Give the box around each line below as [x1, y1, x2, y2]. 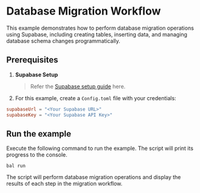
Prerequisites [6, 55, 58, 65]
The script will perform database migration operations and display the [6, 174, 181, 181]
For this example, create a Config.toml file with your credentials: [15, 94, 176, 101]
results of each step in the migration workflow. [6, 180, 123, 188]
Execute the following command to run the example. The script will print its [6, 144, 193, 152]
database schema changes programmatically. [6, 37, 120, 44]
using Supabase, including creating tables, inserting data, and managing [6, 30, 187, 38]
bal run [6, 163, 26, 169]
